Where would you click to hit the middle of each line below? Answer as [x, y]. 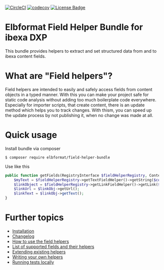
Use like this [17, 166]
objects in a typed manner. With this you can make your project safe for [77, 95]
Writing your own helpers [38, 257]
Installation [23, 231]
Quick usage [31, 135]
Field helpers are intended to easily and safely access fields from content [79, 89]
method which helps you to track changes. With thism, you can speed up [78, 110]
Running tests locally [33, 262]
